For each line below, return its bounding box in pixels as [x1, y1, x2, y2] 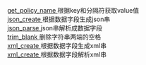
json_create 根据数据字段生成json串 [7, 15, 111, 23]
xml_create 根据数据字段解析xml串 [7, 50, 107, 59]
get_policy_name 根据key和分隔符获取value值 [7, 6, 140, 14]
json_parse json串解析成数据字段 [7, 24, 103, 32]
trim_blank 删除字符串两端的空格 [7, 32, 102, 41]
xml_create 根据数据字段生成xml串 [7, 42, 107, 49]
